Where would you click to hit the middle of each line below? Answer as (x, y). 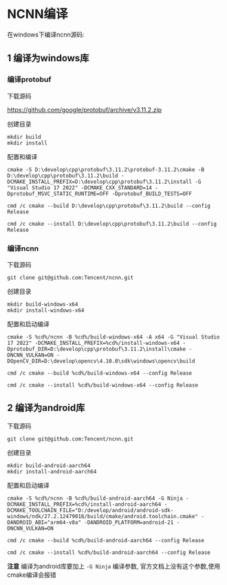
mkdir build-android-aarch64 (49, 465)
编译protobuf (29, 80)
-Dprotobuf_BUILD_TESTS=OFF (152, 193)
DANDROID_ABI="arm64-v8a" (44, 522)
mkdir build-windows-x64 (43, 304)
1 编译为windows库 (48, 58)
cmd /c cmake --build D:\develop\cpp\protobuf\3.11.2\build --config (109, 206)
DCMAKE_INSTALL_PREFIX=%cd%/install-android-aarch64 (84, 504)
